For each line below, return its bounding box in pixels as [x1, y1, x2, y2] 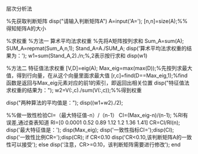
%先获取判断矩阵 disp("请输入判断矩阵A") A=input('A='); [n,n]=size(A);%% [6, 18, 188, 25]
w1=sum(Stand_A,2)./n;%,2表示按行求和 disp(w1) [28, 52, 148, 59]
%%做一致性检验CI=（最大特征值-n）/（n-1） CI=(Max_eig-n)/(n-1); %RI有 [6, 112, 189, 119]
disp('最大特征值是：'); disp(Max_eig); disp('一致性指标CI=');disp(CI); [6, 126, 174, 133]
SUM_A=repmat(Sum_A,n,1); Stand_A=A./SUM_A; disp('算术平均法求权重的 [6, 45, 187, 52]
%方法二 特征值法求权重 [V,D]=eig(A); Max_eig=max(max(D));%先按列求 [6, 65, 182, 72]
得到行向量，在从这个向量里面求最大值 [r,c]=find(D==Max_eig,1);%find [16, 72, 188, 79]
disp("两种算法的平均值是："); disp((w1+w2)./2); [6, 99, 123, 106]
